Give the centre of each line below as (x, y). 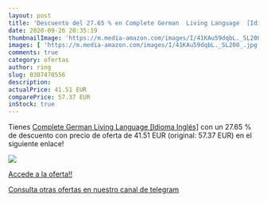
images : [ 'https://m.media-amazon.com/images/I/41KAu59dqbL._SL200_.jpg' (135, 45)
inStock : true (32, 104)
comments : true (33, 52)
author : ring (30, 68)
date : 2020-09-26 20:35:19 (53, 30)
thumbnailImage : (35, 38)
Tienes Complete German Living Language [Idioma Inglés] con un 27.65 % (130, 127)
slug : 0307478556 (37, 75)
